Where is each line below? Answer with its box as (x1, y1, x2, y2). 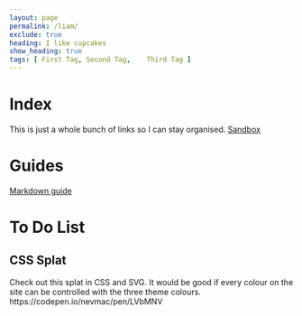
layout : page (9, 13, 59, 23)
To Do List (9, 218, 86, 237)
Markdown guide (9, 185, 72, 196)
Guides (9, 155, 65, 176)
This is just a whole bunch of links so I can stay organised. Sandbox (9, 124, 261, 135)
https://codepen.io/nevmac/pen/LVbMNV (9, 295, 163, 307)
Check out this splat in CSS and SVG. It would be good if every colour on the (9, 276, 294, 287)
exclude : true (9, 30, 63, 39)
